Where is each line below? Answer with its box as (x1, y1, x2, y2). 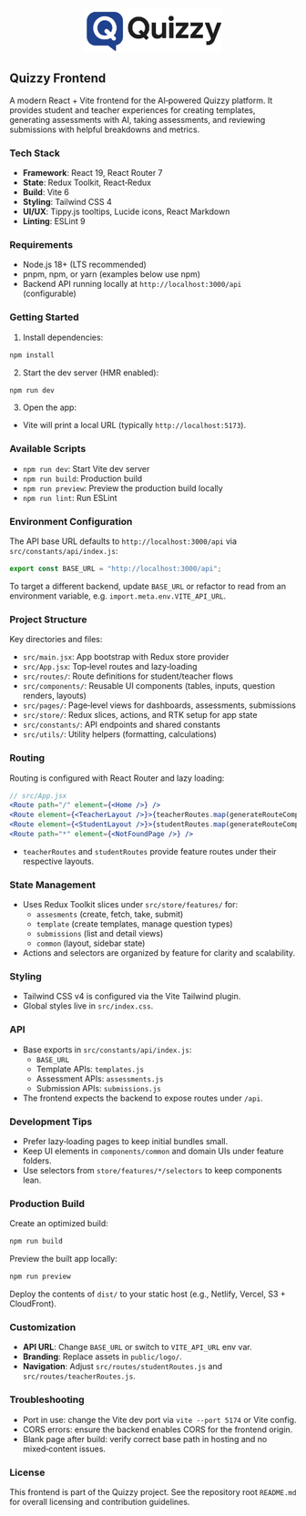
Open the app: (22, 402, 77, 413)
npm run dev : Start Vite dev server (22, 463, 150, 474)
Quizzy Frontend (9, 71, 107, 87)
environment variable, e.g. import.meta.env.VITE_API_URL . (9, 590, 227, 601)
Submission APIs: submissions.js (36, 1082, 161, 1093)
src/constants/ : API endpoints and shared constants (22, 719, 221, 731)
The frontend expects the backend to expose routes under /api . (22, 1092, 263, 1103)
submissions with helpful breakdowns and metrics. (9, 124, 200, 135)
